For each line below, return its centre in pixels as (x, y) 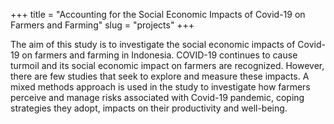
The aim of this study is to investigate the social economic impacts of (153, 44)
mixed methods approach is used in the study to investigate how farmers (160, 87)
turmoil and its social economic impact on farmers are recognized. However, (167, 65)
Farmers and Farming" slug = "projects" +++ (102, 25)
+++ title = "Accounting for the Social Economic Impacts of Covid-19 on (158, 14)
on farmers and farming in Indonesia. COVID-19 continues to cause (159, 55)
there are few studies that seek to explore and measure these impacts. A (160, 76)
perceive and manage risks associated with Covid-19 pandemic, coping (157, 97)
